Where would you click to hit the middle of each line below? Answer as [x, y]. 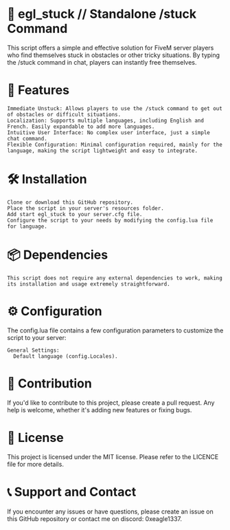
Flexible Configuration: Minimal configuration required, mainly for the [115, 145]
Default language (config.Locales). [66, 356]
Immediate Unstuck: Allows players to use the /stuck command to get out [115, 108]
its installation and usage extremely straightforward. [89, 284]
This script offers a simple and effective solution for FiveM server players [111, 47]
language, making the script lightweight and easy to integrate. [102, 151]
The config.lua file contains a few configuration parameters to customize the [115, 330]
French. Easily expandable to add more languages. [81, 127]
